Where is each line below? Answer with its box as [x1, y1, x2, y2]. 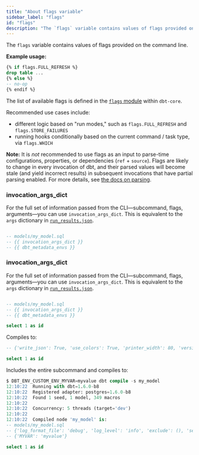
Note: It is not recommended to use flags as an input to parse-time [6, 151, 169, 158]
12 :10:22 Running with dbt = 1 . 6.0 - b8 [6, 383, 99, 389]
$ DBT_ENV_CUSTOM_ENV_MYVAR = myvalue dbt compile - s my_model [6, 378, 161, 384]
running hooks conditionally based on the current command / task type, [14, 133, 190, 140]
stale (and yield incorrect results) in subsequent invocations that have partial [6, 170, 193, 177]
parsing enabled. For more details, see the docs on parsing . [6, 176, 152, 183]
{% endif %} [6, 87, 36, 93]
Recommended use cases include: [6, 109, 91, 116]
